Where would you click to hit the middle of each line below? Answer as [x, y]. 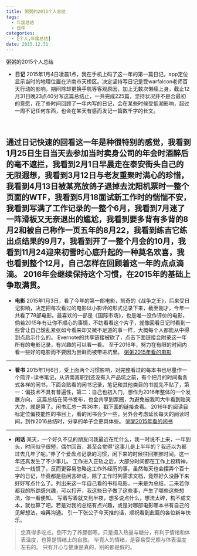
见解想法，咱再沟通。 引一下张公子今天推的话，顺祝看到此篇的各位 [95, 512]
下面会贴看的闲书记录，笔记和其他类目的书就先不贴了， [118, 384]
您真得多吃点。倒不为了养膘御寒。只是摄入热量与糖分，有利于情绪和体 [105, 532]
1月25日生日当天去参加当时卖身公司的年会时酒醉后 [97, 153]
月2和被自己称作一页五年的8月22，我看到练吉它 [93, 230]
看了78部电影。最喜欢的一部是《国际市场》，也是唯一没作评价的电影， [104, 315]
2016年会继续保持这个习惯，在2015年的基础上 [107, 274]
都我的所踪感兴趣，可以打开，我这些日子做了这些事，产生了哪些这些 [97, 490]
